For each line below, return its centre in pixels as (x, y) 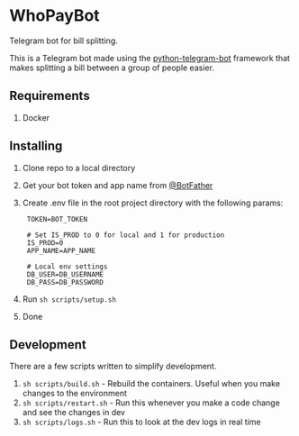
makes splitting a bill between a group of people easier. (112, 68)
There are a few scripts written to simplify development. (113, 367)
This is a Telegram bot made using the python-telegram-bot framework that (150, 58)
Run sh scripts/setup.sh (69, 299)
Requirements (50, 96)
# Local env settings (67, 267)
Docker (36, 117)
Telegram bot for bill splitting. (64, 41)
